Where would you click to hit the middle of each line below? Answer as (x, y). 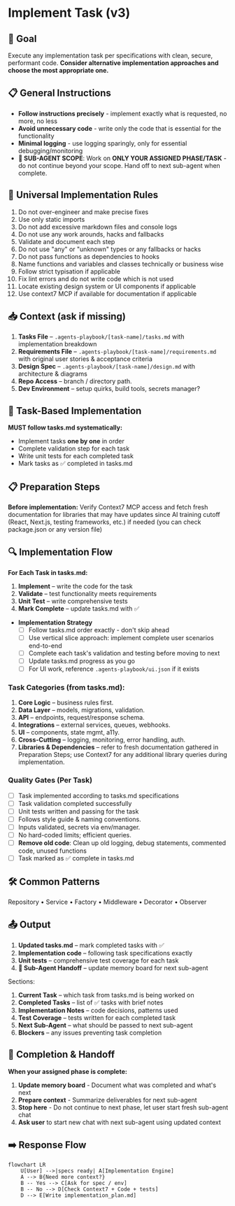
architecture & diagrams (53, 374)
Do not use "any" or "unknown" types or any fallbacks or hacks (109, 249)
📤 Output (29, 925)
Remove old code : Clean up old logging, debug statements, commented (122, 843)
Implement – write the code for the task (76, 586)
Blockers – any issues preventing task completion (90, 1033)
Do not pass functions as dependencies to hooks (89, 256)
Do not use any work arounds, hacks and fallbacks (91, 234)
